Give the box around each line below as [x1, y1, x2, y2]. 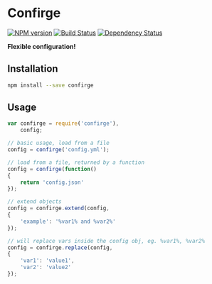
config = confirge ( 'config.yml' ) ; [7, 146, 110, 153]
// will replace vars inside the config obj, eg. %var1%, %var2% [7, 237, 205, 244]
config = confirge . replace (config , [7, 244, 113, 251]
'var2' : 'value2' [20, 264, 72, 271]
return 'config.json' [20, 179, 84, 186]
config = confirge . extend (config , [7, 204, 110, 212]
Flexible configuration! [7, 42, 76, 50]
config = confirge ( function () [7, 165, 97, 173]
